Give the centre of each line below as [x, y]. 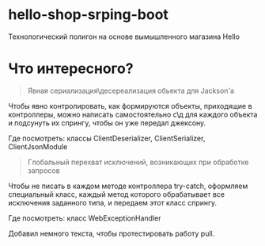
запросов [44, 170]
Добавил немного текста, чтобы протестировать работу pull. [112, 233]
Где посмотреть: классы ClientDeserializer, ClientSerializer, [107, 138]
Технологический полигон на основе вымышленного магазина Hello [124, 37]
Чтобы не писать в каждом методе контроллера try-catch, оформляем [128, 186]
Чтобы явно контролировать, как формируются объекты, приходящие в [130, 106]
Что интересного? [71, 69]
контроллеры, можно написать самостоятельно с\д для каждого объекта [133, 114]
